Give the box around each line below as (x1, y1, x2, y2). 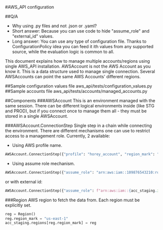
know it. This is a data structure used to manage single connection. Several (5, 69, 155, 74)
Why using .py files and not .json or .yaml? (12, 23, 97, 29)
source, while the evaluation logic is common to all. (12, 49, 114, 54)
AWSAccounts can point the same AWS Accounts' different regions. (5, 74, 141, 79)
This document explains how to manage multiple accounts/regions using (5, 58, 150, 64)
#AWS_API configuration (5, 4, 54, 10)
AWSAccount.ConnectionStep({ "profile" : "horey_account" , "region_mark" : (5, 152, 155, 157)
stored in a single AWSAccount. (5, 113, 68, 119)
